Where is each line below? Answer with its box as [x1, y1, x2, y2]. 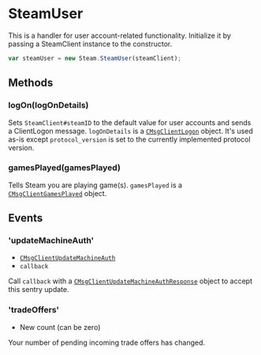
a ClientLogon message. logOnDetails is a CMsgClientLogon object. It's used [8, 126, 254, 135]
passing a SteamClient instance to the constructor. [8, 39, 173, 48]
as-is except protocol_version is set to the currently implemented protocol [8, 135, 251, 144]
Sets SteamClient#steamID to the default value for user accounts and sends [8, 117, 252, 127]
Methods [8, 76, 54, 90]
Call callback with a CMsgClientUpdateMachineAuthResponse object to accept [8, 276, 252, 286]
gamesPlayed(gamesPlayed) [8, 162, 121, 173]
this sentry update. [8, 285, 69, 294]
